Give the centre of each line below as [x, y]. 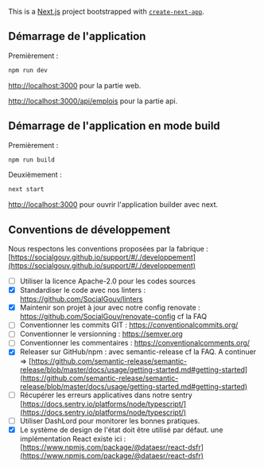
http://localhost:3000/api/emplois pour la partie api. [93, 101]
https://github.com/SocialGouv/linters [81, 299]
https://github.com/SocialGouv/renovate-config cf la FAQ [113, 317]
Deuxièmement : [35, 175]
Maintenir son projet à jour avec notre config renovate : [110, 308]
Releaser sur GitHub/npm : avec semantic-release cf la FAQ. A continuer [138, 352]
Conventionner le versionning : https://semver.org [101, 334]
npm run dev [28, 70]
